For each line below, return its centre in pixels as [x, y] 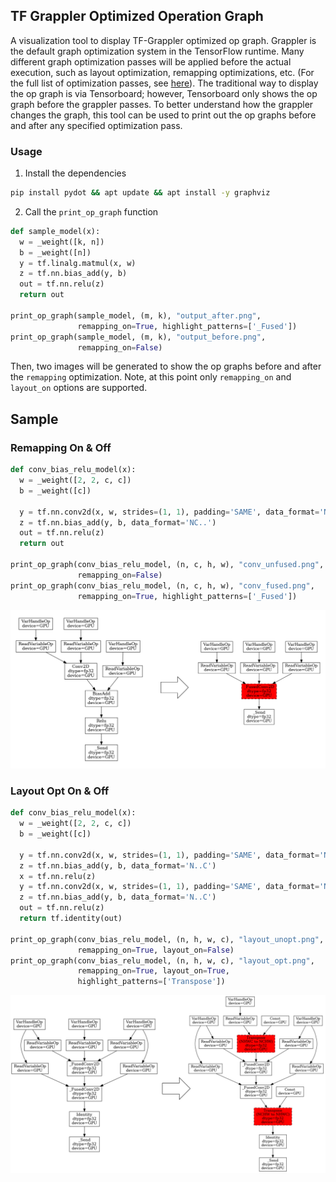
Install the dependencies [75, 173]
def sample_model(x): [55, 231]
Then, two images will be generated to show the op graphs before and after [166, 366]
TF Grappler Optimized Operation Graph [137, 16]
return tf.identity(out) [71, 919]
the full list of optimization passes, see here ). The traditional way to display [164, 83]
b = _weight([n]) [55, 252]
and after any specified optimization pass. [96, 125]
